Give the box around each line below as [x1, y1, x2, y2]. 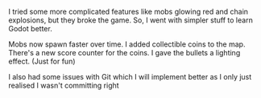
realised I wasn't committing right [8, 80, 119, 90]
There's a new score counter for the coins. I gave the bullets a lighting [8, 48, 241, 57]
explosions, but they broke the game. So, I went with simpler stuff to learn [8, 15, 254, 25]
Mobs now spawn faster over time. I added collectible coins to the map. [8, 39, 246, 49]
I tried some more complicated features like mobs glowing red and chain [8, 7, 248, 16]
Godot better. [8, 24, 52, 33]
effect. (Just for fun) [8, 56, 76, 66]
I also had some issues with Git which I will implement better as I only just [8, 72, 252, 81]
